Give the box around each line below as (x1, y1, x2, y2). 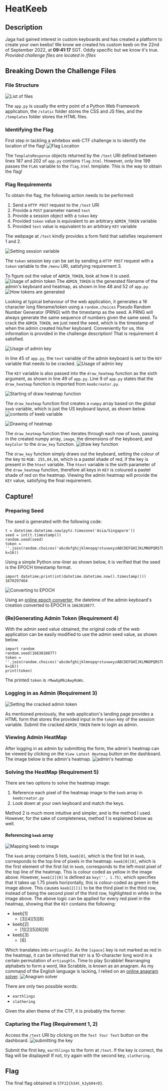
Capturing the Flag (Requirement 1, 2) (5, 1021, 98, 1028)
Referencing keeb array (5, 832, 54, 838)
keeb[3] (12, 932, 29, 938)
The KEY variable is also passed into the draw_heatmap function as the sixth (5, 371, 157, 377)
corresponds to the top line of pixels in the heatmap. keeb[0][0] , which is (5, 858, 156, 864)
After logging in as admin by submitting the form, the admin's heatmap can (5, 745, 159, 751)
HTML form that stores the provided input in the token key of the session (5, 716, 155, 722)
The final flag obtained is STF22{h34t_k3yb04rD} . (5, 1080, 104, 1086)
